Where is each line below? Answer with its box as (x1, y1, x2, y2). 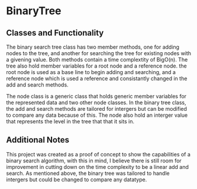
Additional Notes (6, 135, 70, 145)
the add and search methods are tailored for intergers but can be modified (6, 105, 188, 112)
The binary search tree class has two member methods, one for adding (6, 43, 179, 50)
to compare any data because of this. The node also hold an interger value (6, 111, 188, 118)
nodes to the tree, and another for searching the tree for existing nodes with (6, 50, 191, 57)
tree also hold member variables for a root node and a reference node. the (6, 62, 188, 69)
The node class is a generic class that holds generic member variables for (6, 93, 187, 100)
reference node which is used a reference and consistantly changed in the (6, 75, 188, 82)
